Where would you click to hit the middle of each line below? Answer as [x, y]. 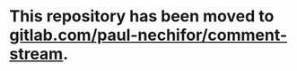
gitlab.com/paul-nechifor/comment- [148, 35]
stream [36, 54]
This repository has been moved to [142, 16]
